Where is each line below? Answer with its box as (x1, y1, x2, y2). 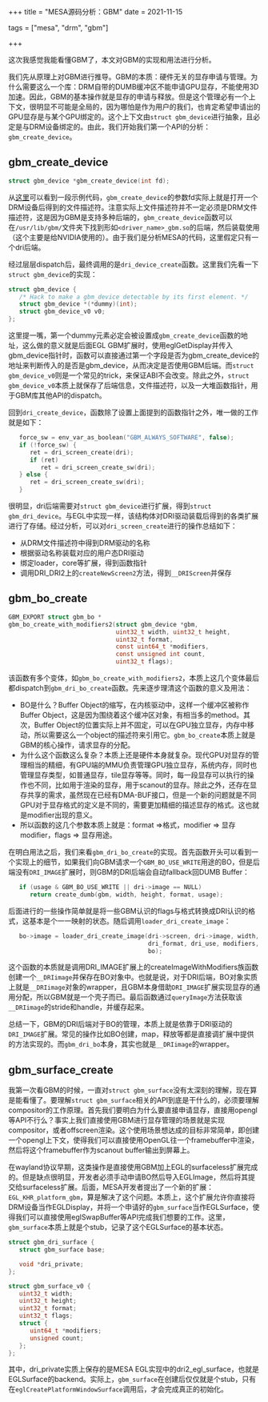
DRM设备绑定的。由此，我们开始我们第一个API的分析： (29, 122, 211, 131)
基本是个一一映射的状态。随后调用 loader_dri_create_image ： (29, 915, 231, 926)
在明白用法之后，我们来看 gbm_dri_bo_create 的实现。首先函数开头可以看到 (8, 847, 252, 856)
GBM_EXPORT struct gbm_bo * (8, 613, 102, 621)
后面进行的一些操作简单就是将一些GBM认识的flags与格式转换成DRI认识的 (8, 906, 249, 915)
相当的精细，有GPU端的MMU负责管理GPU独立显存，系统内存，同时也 (26, 760, 258, 770)
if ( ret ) (29, 455, 59, 464)
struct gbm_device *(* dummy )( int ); (18, 300, 138, 308)
